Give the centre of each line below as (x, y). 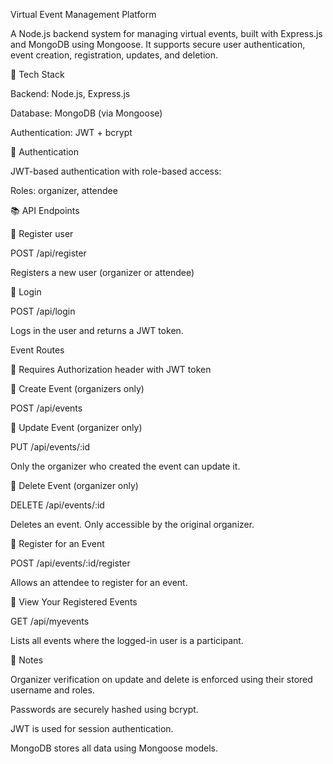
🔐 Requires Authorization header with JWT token (111, 369)
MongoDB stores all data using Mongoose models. (114, 748)
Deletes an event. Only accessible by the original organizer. (132, 524)
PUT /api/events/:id (50, 447)
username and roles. (52, 690)
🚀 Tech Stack (37, 74)
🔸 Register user (42, 233)
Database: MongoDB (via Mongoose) (86, 113)
